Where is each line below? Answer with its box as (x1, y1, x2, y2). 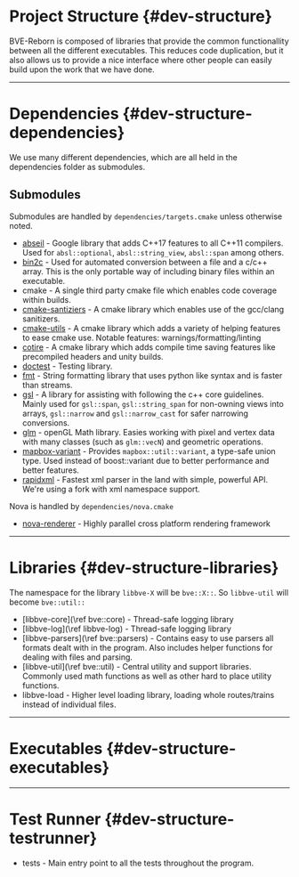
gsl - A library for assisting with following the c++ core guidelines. (21, 389, 264, 400)
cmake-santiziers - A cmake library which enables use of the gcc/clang (21, 304, 285, 314)
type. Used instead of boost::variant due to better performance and (21, 455, 270, 466)
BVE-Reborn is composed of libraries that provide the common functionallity (9, 36, 289, 46)
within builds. (21, 294, 71, 305)
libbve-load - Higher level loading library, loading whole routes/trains (21, 689, 275, 700)
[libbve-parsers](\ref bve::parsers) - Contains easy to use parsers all (21, 632, 274, 643)
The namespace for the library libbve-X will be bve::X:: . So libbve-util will (9, 587, 289, 597)
